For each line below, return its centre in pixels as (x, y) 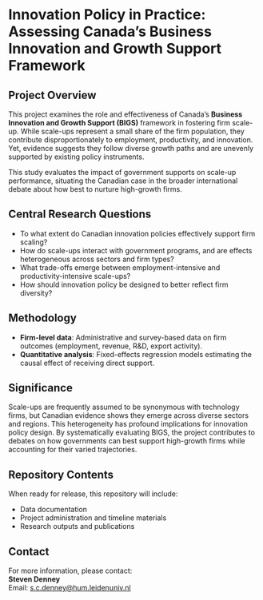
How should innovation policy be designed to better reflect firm (124, 284)
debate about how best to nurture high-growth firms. (95, 189)
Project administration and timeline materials (93, 518)
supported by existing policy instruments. (76, 157)
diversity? (36, 292)
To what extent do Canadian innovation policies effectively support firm (137, 233)
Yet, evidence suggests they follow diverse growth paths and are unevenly (131, 148)
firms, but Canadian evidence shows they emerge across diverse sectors (129, 415)
